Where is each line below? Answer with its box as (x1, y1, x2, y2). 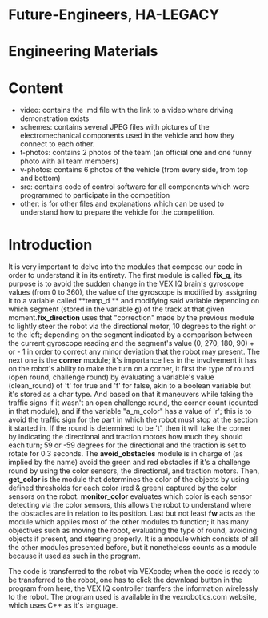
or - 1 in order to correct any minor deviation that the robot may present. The (8, 347, 260, 357)
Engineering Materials (8, 42, 158, 61)
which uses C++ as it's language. (8, 600, 118, 610)
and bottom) (19, 174, 62, 183)
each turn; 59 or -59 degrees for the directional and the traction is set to (8, 440, 246, 450)
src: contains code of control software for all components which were (19, 182, 250, 191)
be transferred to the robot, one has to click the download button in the (8, 575, 242, 585)
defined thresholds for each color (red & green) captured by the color (8, 483, 238, 493)
